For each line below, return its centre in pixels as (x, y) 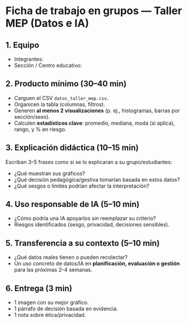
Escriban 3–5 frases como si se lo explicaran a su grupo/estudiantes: (89, 162)
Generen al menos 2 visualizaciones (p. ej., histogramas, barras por (97, 111)
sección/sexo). (32, 116)
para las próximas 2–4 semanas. (53, 270)
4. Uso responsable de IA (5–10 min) (73, 204)
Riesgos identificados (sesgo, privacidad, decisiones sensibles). (92, 225)
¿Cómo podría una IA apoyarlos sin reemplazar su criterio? (85, 218)
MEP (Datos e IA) (47, 23)
